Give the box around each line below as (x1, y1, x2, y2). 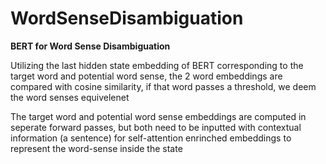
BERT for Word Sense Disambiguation (10, 40, 171, 52)
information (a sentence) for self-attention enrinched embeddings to (10, 132, 292, 144)
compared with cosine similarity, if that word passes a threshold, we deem (10, 80, 317, 92)
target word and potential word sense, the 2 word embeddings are (10, 70, 283, 82)
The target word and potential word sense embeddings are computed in (10, 110, 307, 122)
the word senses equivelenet (10, 91, 130, 103)
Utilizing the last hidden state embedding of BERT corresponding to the (10, 59, 304, 71)
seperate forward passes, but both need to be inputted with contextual (10, 121, 302, 133)
